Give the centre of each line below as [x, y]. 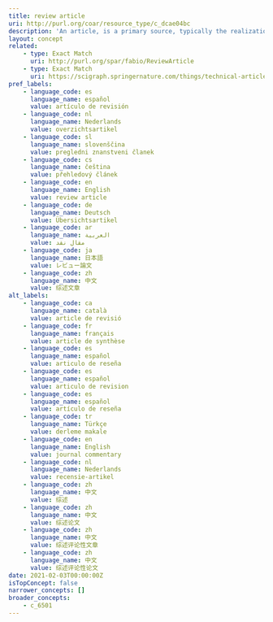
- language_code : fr [58, 326]
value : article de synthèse [78, 341]
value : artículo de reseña [76, 409]
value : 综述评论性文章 [64, 546]
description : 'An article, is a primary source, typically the [118, 31]
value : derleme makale [68, 432]
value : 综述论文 [55, 522]
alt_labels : [28, 296]
